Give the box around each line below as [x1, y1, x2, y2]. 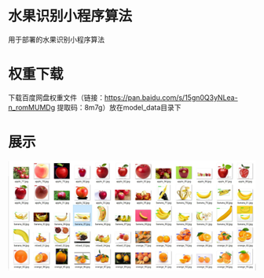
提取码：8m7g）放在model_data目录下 [57, 102, 182, 112]
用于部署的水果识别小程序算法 [8, 35, 104, 44]
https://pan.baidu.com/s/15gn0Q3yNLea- [104, 92, 238, 102]
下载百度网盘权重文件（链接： [8, 92, 104, 102]
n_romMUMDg [8, 102, 56, 112]
